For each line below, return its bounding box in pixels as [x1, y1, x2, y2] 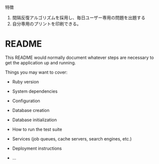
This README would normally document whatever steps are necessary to [5, 55, 154, 60]
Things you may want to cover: [5, 69, 68, 75]
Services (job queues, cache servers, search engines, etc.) [12, 136, 132, 141]
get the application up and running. [5, 59, 76, 65]
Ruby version [12, 79, 39, 84]
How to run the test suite [12, 126, 62, 132]
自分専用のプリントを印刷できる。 [12, 21, 81, 27]
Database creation [12, 107, 50, 113]
